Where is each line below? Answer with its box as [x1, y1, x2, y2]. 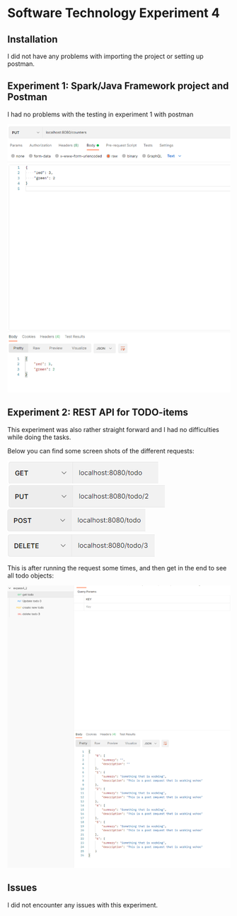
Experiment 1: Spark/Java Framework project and [7, 80, 229, 92]
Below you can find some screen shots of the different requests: [7, 446, 195, 455]
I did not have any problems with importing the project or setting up [7, 52, 204, 60]
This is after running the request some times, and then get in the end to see [7, 563, 227, 572]
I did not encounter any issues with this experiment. [7, 900, 158, 909]
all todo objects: [7, 571, 54, 580]
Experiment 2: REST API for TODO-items [7, 407, 189, 419]
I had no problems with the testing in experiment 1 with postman [7, 110, 194, 118]
